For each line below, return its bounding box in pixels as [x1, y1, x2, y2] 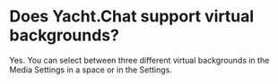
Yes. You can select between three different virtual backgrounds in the [9, 55, 270, 65]
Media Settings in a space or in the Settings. [9, 64, 173, 75]
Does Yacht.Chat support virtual [9, 6, 255, 27]
